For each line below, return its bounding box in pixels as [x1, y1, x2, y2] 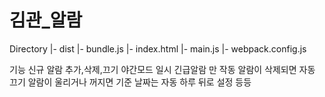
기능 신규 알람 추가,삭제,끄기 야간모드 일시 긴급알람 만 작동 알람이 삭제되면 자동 [9, 63, 316, 75]
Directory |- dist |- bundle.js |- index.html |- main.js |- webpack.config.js [9, 42, 307, 55]
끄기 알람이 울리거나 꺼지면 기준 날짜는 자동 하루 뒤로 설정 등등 [9, 76, 252, 88]
